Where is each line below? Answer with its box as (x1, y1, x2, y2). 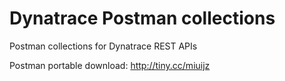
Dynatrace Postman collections (9, 7, 276, 30)
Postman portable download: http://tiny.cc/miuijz (9, 59, 211, 71)
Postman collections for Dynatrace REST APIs (9, 40, 198, 52)
